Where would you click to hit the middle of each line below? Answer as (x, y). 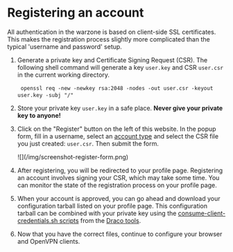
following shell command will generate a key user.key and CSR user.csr (120, 67)
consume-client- (202, 213)
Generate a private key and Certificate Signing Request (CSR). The (112, 60)
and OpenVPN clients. (49, 241)
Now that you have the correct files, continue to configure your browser (120, 234)
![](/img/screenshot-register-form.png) (73, 156)
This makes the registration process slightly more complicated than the (109, 39)
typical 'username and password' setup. (65, 46)
